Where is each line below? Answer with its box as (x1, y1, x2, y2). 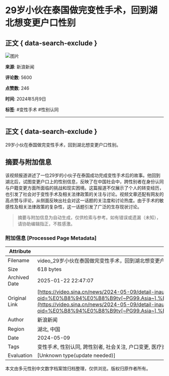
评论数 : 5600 (5, 74, 32, 81)
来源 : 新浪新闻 (5, 64, 34, 69)
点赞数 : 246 (5, 85, 30, 91)
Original (8, 294, 27, 302)
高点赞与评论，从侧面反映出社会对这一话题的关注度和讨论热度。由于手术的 (5, 197, 159, 203)
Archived (8, 274, 29, 281)
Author (8, 316, 24, 323)
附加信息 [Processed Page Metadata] (5, 235, 97, 242)
